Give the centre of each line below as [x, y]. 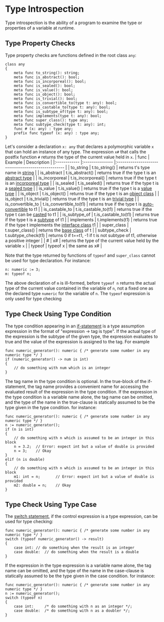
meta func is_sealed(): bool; [45, 86]
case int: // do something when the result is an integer [74, 548]
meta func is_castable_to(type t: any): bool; [62, 107]
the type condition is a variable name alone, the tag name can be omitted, [79, 397]
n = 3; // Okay [33, 451]
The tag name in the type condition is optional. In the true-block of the [76, 381]
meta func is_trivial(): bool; [46, 99]
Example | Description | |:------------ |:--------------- [59, 162]
